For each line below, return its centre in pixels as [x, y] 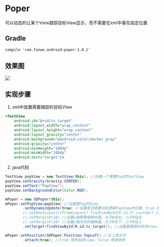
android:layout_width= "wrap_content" [52, 125]
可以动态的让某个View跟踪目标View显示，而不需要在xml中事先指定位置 [76, 23]
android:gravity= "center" [40, 144]
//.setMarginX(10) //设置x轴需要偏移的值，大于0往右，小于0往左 [82, 218]
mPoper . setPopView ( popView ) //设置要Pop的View [52, 204]
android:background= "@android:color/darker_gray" [65, 139]
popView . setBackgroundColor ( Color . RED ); [47, 190]
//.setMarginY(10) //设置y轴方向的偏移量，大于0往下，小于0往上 [82, 222]
